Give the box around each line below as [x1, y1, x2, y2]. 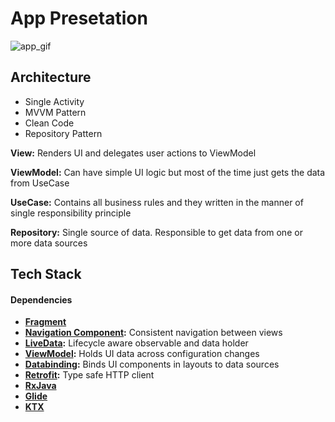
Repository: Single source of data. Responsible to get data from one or [10, 226, 303, 238]
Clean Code [24, 117, 75, 129]
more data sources [10, 237, 88, 249]
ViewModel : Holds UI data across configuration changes [24, 348, 260, 360]
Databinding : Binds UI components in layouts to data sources [24, 358, 280, 371]
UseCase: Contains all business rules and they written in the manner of [10, 196, 304, 208]
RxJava [24, 380, 57, 392]
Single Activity [24, 95, 85, 107]
